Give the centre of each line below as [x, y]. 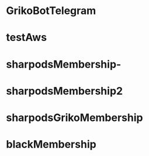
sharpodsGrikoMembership [74, 117]
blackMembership [51, 145]
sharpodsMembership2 [65, 91]
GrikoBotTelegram [51, 11]
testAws [27, 38]
